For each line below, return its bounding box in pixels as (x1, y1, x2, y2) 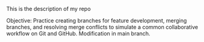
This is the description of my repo (6, 5, 91, 12)
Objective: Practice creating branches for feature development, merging (6, 17, 187, 24)
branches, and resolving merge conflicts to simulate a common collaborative (6, 24, 199, 30)
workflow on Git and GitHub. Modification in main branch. (6, 30, 150, 37)
